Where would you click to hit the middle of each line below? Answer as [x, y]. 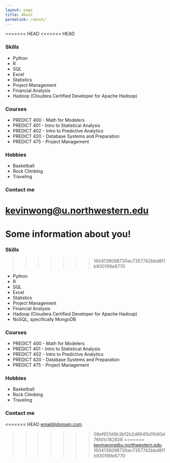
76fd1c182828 [108, 439]
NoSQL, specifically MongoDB [44, 319]
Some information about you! [68, 234]
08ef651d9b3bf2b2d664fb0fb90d [129, 434]
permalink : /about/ [26, 19]
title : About [19, 15]
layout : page [19, 10]
